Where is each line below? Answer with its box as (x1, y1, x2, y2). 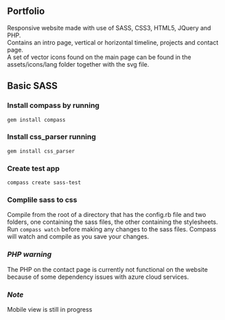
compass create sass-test (7, 179, 81, 186)
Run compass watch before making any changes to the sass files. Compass (7, 225, 217, 233)
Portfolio (7, 5, 45, 17)
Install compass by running (7, 101, 99, 111)
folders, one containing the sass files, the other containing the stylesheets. (7, 218, 218, 226)
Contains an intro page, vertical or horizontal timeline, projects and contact (7, 38, 219, 47)
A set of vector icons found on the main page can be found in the (7, 53, 191, 61)
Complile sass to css (7, 195, 78, 205)
